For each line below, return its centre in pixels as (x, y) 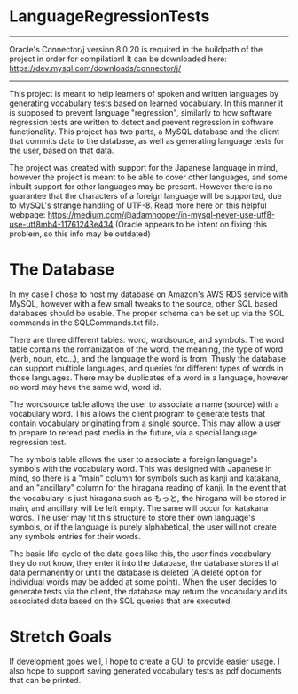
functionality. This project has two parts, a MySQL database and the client (145, 132)
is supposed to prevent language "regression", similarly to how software (141, 112)
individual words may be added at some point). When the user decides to (143, 582)
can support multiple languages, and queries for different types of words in (146, 368)
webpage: (27, 214)
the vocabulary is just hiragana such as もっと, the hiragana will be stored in (149, 498)
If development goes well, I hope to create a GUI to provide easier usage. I (145, 661)
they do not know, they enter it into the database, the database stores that (144, 562)
